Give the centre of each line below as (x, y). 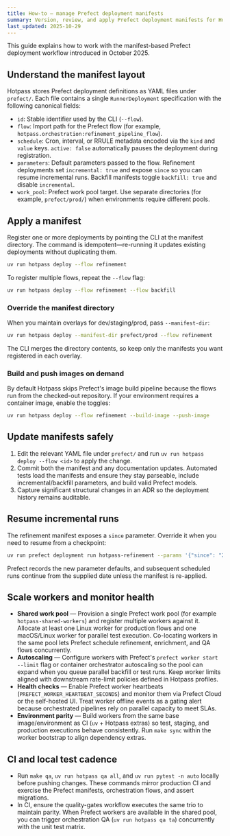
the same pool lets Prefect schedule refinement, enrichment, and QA (114, 643)
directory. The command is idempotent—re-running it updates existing (106, 245)
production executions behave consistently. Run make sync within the (114, 730)
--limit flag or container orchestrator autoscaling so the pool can (110, 665)
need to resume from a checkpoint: (57, 542)
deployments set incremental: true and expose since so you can (110, 170)
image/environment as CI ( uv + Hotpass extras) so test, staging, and (113, 723)
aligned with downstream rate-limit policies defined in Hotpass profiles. (118, 680)
